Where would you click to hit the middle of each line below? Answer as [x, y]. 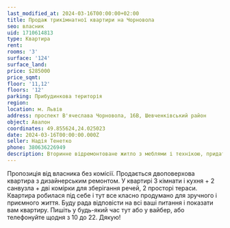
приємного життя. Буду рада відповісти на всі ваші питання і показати [110, 203]
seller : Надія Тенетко [39, 141]
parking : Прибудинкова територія [55, 97]
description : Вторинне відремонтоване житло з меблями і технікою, [105, 154]
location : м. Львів [35, 109]
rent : [15, 45]
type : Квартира [29, 39]
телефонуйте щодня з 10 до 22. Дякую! [64, 217]
